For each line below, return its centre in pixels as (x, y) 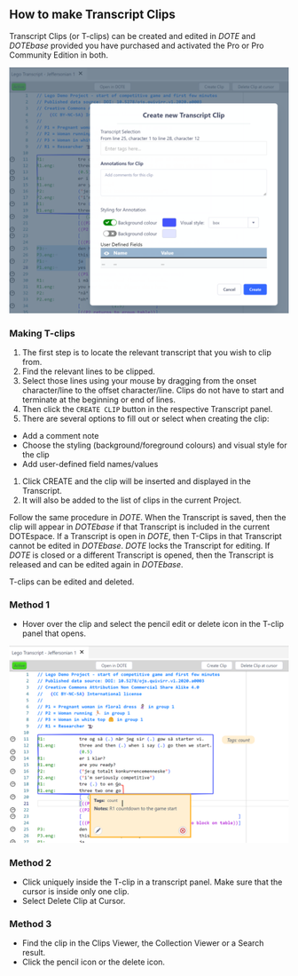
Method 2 (30, 862)
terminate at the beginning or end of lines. (98, 400)
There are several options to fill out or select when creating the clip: (145, 419)
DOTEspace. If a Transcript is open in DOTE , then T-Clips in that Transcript (145, 536)
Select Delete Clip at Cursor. (74, 901)
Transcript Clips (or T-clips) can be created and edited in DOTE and (132, 36)
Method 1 (30, 605)
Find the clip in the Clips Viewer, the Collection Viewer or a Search (143, 943)
